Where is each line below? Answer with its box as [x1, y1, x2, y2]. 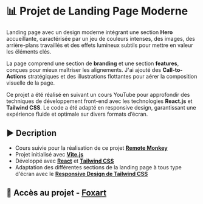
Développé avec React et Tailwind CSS [15, 157, 114, 164]
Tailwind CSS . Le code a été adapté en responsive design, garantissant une [6, 104, 196, 111]
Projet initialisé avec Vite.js [15, 150, 84, 158]
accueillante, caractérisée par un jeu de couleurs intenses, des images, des [6, 35, 196, 42]
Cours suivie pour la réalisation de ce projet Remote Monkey [15, 144, 168, 152]
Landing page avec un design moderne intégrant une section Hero [6, 28, 173, 36]
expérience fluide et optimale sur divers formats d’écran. [6, 110, 148, 118]
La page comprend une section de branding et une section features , [6, 60, 179, 67]
